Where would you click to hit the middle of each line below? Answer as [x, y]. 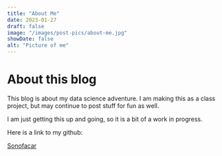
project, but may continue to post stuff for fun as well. [83, 105]
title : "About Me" [33, 13]
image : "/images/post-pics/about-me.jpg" [67, 33]
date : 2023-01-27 [32, 20]
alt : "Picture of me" [38, 45]
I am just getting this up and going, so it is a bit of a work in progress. [105, 119]
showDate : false [30, 39]
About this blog [52, 79]
